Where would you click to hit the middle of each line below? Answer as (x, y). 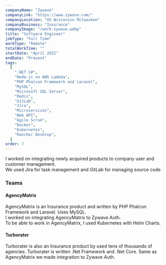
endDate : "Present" (26, 58)
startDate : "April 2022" (32, 53)
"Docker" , (25, 125)
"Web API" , (26, 116)
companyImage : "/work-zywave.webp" (43, 29)
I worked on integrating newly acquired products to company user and (80, 159)
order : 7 (15, 144)
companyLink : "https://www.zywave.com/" (49, 15)
